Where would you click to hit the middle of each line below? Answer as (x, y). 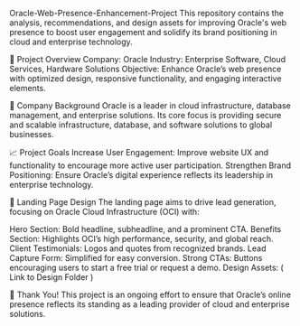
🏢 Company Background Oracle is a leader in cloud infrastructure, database (150, 106)
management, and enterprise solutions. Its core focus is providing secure (145, 115)
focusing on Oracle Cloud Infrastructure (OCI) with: (105, 212)
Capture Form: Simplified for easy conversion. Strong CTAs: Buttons (136, 258)
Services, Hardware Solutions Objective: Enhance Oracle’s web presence (145, 69)
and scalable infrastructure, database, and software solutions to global (141, 125)
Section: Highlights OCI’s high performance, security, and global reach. (141, 239)
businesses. (32, 134)
